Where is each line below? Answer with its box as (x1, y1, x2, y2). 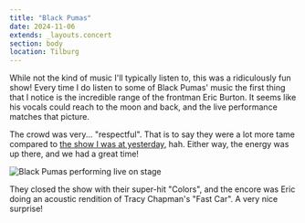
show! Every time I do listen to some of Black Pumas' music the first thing (9, 82, 286, 93)
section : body (9, 38, 64, 48)
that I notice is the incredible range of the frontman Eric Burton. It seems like (9, 92, 297, 103)
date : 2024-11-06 (9, 22, 76, 31)
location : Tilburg (9, 48, 79, 57)
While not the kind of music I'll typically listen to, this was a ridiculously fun (9, 72, 292, 83)
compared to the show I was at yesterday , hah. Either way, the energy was (9, 139, 289, 150)
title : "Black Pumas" (9, 13, 92, 23)
